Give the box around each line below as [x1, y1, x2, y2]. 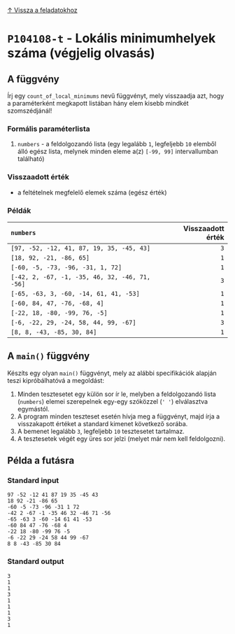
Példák [7, 206, 31, 216]
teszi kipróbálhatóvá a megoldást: [7, 376, 105, 384]
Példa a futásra [7, 455, 75, 467]
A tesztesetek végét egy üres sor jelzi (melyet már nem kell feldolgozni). [17, 434, 226, 443]
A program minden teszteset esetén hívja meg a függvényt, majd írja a [17, 412, 220, 421]
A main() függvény [7, 350, 90, 362]
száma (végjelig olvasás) [7, 45, 155, 62]
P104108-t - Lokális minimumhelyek [7, 31, 216, 46]
